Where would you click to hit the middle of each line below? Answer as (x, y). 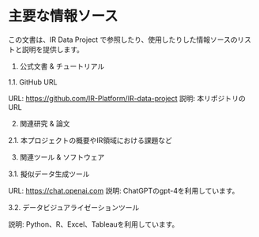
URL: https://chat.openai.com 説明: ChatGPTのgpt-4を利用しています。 (124, 190)
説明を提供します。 (53, 49)
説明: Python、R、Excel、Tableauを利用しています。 (94, 224)
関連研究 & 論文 (45, 123)
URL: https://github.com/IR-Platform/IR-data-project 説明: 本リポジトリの (127, 98)
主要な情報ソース (63, 16)
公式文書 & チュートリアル (62, 66)
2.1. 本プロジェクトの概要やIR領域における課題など (90, 140)
